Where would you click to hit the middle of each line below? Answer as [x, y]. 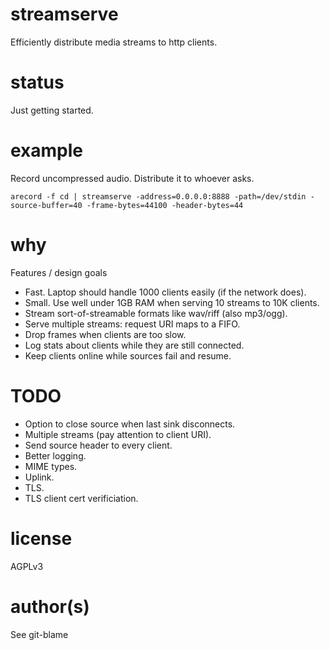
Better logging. [55, 455]
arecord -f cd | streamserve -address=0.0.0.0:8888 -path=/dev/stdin [158, 196]
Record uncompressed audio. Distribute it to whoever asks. [132, 178]
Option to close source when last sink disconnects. [130, 424]
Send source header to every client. [98, 445]
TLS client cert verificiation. [81, 498]
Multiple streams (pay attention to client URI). [118, 434]
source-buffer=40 [46, 205]
